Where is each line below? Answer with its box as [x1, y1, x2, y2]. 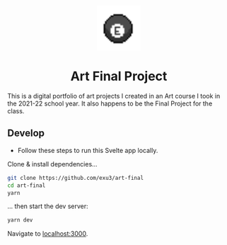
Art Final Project [70, 69, 168, 84]
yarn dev [7, 217, 33, 224]
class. [7, 106, 25, 115]
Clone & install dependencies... [7, 159, 98, 168]
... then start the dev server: [7, 202, 88, 210]
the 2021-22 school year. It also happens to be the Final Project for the [7, 99, 213, 108]
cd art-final [7, 182, 46, 189]
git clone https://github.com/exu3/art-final [7, 174, 144, 181]
